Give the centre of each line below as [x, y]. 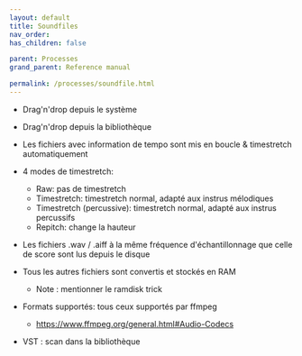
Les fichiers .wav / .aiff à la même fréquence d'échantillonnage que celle [157, 244]
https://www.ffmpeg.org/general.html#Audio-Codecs [135, 324]
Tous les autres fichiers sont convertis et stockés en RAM [129, 271]
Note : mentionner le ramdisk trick [99, 288]
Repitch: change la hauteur [86, 227]
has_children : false [48, 43]
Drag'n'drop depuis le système [80, 109]
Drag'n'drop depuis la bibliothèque [87, 126]
